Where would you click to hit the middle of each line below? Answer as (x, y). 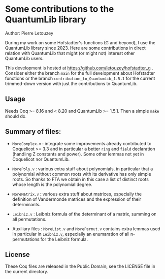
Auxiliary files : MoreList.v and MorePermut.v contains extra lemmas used (86, 229)
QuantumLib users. (24, 58)
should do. (16, 116)
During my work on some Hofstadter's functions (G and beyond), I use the (80, 42)
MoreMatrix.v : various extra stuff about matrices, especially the (77, 194)
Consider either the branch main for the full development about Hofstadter (80, 73)
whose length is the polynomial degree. (52, 184)
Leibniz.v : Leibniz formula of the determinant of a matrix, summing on (84, 214)
